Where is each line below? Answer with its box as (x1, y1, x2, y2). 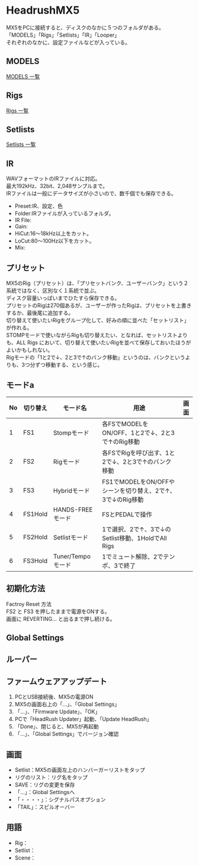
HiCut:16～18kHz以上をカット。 (14, 230, 92, 237)
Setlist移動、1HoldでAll (102, 534, 167, 542)
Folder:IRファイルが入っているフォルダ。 (14, 210, 114, 217)
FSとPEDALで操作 (102, 510, 152, 518)
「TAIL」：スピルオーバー (14, 804, 75, 811)
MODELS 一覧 (6, 72, 40, 80)
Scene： (14, 854, 36, 861)
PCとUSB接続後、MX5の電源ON (14, 693, 94, 700)
